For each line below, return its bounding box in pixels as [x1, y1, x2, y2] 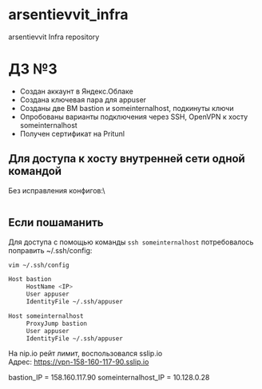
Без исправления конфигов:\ [8, 185, 105, 195]
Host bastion [8, 276, 52, 284]
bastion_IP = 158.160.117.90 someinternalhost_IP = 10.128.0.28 [8, 373, 210, 383]
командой [8, 165, 62, 178]
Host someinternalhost [8, 312, 84, 320]
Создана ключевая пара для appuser [19, 94, 146, 105]
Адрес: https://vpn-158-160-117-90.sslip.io [8, 357, 149, 367]
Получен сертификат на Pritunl [19, 129, 125, 138]
